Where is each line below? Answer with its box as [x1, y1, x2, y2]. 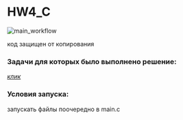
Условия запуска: [7, 89, 69, 99]
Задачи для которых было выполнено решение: [7, 57, 177, 66]
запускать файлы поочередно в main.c [7, 105, 121, 113]
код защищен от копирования [7, 40, 95, 48]
